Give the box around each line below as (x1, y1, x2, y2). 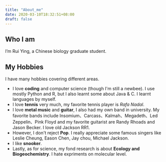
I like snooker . (12, 141, 42, 146)
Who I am (5, 35, 35, 43)
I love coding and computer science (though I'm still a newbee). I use (12, 86, 155, 91)
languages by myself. (12, 96, 56, 102)
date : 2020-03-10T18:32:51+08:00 (5, 12, 75, 17)
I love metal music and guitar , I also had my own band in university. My (12, 107, 160, 113)
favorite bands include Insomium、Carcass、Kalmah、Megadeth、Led (12, 113, 158, 119)
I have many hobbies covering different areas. (5, 76, 100, 82)
